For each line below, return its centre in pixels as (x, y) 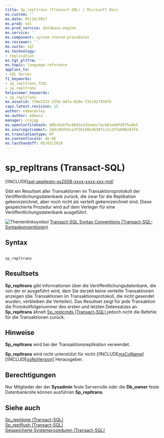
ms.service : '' (21, 33)
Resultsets (22, 274)
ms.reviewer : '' (22, 42)
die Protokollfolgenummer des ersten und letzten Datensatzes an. (72, 306)
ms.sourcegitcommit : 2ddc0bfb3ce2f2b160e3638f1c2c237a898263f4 (72, 129)
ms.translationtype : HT (30, 134)
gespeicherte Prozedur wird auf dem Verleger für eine (60, 207)
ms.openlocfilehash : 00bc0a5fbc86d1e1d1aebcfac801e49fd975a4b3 (72, 125)
